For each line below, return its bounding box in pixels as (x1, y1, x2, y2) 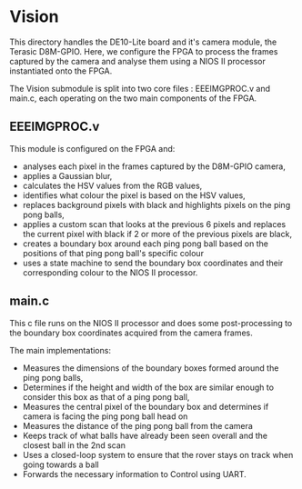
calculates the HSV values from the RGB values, (22, 180, 203, 191)
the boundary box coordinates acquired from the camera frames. (9, 327, 253, 338)
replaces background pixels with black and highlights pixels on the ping (22, 199, 291, 210)
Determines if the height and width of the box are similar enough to (22, 382, 275, 393)
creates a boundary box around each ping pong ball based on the (22, 238, 268, 249)
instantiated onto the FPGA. (9, 65, 113, 76)
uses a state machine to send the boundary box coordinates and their (22, 257, 284, 268)
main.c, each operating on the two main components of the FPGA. (9, 93, 257, 104)
